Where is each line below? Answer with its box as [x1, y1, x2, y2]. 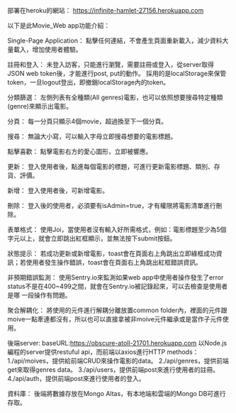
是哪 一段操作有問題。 [7, 291, 72, 299]
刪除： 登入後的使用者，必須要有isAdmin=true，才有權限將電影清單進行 [7, 202, 216, 209]
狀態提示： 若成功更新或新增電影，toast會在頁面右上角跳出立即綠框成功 [7, 249, 216, 258]
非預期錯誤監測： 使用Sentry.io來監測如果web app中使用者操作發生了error [7, 273, 224, 282]
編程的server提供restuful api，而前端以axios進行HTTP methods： [7, 348, 199, 356]
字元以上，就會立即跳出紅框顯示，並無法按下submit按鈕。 [7, 234, 176, 243]
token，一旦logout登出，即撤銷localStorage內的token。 [7, 78, 170, 87]
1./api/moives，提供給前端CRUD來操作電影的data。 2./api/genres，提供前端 [7, 357, 229, 365]
